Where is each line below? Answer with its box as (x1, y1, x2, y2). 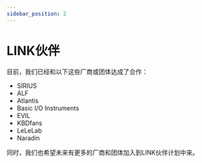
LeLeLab (16, 126, 43, 134)
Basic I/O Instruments (16, 103, 80, 112)
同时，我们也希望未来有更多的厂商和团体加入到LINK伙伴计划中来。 (6, 148, 199, 157)
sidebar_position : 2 (6, 10, 67, 18)
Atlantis (16, 96, 39, 105)
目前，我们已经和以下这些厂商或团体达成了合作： (6, 67, 148, 76)
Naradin (16, 133, 40, 142)
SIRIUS (16, 81, 37, 90)
